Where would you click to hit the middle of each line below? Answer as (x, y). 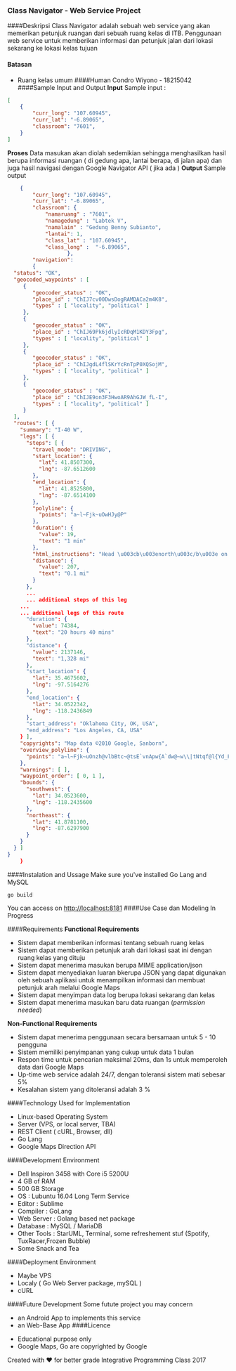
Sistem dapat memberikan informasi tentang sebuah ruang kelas (111, 942)
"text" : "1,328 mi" (61, 658)
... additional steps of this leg (77, 599)
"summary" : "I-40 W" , (51, 430)
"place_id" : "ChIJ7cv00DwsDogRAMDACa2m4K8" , (100, 299)
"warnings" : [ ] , (45, 769)
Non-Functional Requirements (52, 1023)
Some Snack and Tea (48, 1248)
